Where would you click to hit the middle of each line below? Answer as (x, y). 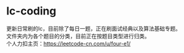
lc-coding (31, 11)
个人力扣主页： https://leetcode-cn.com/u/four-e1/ (69, 43)
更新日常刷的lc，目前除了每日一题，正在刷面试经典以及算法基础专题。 (94, 28)
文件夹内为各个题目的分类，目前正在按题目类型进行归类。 (78, 36)
